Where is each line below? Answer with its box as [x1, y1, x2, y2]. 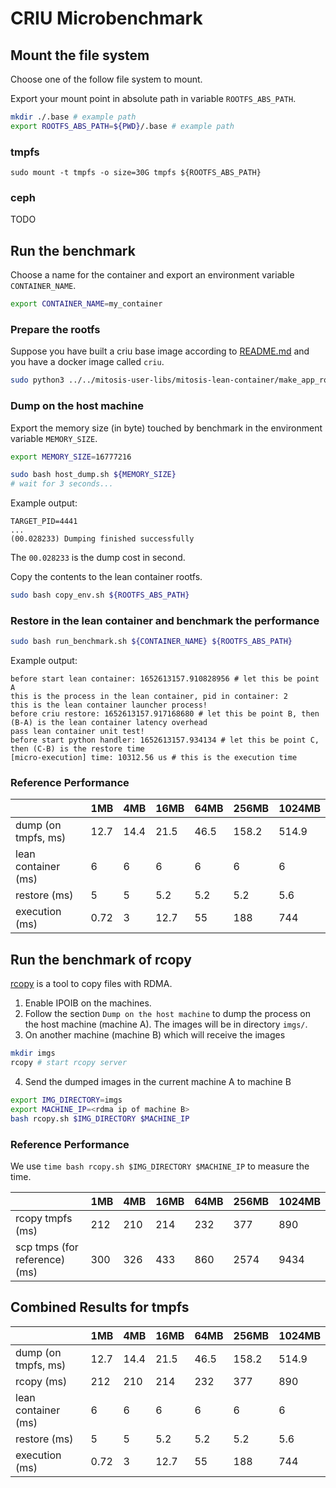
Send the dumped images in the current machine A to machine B [24, 1076, 292, 1088]
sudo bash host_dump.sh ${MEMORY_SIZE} [10, 470, 177, 480]
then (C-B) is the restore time [10, 744, 145, 754]
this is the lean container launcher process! [10, 700, 208, 711]
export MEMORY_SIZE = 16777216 [10, 452, 132, 462]
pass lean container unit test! [10, 727, 145, 737]
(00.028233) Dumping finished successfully [10, 534, 195, 544]
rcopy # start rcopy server [10, 1058, 128, 1068]
